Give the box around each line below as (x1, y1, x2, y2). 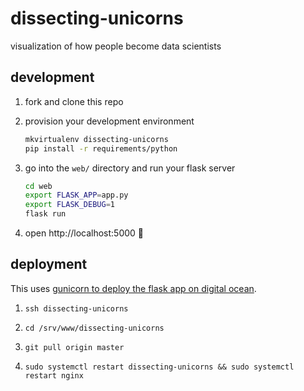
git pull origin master (24, 342, 125, 352)
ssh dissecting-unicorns (24, 303, 129, 314)
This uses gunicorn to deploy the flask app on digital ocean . (10, 282, 257, 294)
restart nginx (24, 370, 84, 381)
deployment (10, 256, 88, 273)
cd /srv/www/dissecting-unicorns (24, 323, 165, 333)
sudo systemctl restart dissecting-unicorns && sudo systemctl (24, 362, 295, 372)
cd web (24, 181, 53, 191)
